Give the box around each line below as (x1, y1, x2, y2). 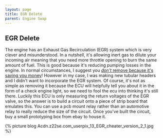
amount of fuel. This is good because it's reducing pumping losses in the (5, 62, 151, 68)
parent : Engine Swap (5, 16, 47, 21)
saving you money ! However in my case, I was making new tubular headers (5, 73, 156, 78)
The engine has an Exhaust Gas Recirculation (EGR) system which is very (5, 47, 152, 53)
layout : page (5, 7, 32, 12)
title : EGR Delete (5, 12, 42, 16)
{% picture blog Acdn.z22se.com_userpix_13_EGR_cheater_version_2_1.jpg (5, 123, 154, 129)
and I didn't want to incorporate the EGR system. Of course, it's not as (5, 78, 145, 84)
